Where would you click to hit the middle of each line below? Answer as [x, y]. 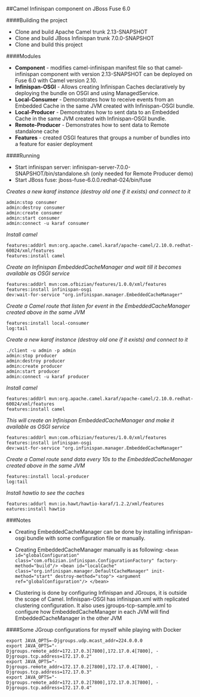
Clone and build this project [49, 45]
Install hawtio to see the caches [45, 493]
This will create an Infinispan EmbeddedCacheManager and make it [90, 420]
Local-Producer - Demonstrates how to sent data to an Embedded [97, 112]
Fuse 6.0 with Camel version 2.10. [56, 80]
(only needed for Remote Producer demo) [142, 174]
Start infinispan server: [43, 167]
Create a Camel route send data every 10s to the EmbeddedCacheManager [99, 459]
